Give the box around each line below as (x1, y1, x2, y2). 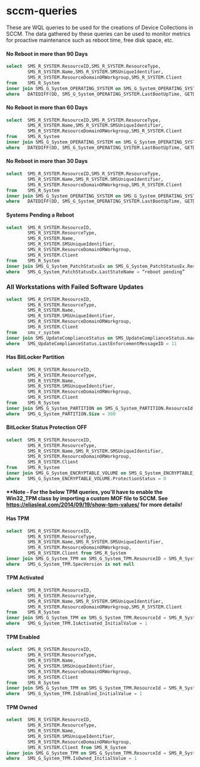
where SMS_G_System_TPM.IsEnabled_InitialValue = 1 (6, 691, 143, 697)
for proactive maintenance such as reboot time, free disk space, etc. (6, 36, 174, 43)
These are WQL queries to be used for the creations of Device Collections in (6, 24, 193, 31)
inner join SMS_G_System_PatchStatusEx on (6, 263, 113, 269)
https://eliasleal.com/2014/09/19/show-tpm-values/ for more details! (6, 501, 183, 508)
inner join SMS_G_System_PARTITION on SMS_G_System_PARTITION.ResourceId (6, 405, 193, 411)
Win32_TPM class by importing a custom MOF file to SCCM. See (6, 495, 168, 502)
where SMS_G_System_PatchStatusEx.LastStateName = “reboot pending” (6, 269, 185, 275)
